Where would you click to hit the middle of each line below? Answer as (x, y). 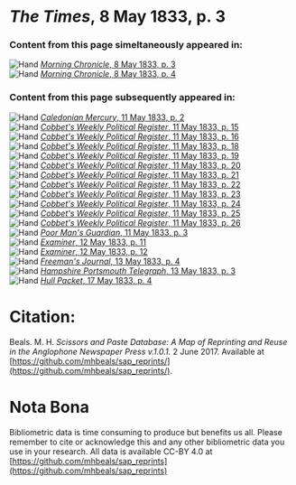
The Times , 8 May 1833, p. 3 (118, 17)
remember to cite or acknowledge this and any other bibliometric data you (147, 442)
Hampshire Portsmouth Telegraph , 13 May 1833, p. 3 (138, 270)
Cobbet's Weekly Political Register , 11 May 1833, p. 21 (139, 174)
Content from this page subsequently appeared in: (123, 98)
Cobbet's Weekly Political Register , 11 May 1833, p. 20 (140, 165)
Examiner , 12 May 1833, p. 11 (93, 242)
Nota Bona (50, 407)
